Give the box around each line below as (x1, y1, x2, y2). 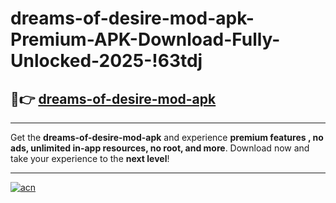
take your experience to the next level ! (10, 153, 170, 164)
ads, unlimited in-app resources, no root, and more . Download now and (10, 142, 310, 154)
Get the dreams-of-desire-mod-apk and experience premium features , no (10, 132, 324, 143)
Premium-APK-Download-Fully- (10, 28, 281, 51)
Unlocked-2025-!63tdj (10, 50, 203, 72)
